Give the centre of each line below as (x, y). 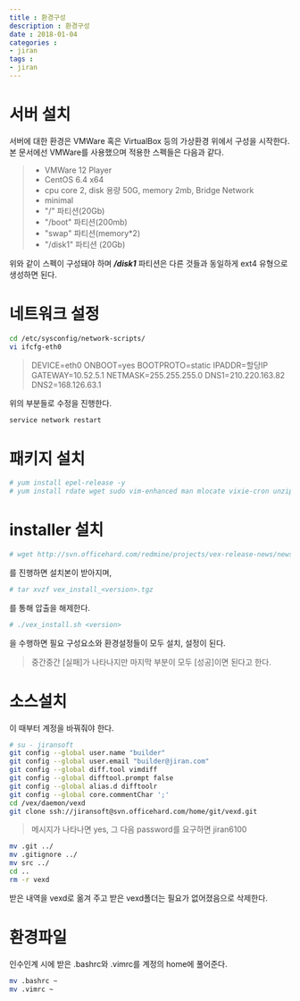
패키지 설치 (47, 458)
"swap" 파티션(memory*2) (92, 233)
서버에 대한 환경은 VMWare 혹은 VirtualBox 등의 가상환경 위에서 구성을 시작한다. (150, 140)
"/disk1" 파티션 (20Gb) (85, 244)
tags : (21, 59)
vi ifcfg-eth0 (36, 347)
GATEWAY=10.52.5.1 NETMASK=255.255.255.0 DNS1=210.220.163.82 (158, 375)
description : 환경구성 (50, 26)
